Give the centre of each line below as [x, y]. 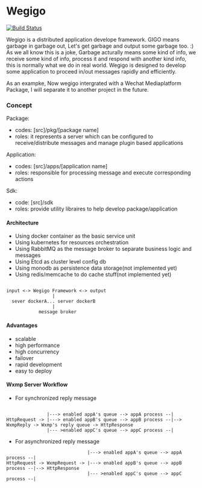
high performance [37, 345]
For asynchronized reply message [57, 441]
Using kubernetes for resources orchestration [72, 242]
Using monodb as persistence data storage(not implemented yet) [96, 268]
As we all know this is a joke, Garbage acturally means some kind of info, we [101, 52]
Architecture [23, 223]
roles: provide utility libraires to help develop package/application [96, 209]
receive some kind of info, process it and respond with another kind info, [96, 59]
